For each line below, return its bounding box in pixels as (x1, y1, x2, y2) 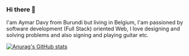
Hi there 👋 (6, 5, 36, 14)
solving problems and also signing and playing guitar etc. (6, 32, 149, 39)
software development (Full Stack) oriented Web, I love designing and (6, 25, 181, 32)
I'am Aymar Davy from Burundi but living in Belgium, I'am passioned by (6, 19, 184, 26)
